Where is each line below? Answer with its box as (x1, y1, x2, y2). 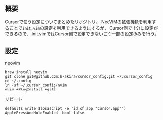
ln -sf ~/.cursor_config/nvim (5, 83, 67, 88)
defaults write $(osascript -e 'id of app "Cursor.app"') (5, 106, 126, 111)
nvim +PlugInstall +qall (5, 87, 56, 92)
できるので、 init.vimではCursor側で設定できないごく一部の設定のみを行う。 (5, 31, 159, 37)
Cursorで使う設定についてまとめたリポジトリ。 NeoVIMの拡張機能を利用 (5, 19, 152, 25)
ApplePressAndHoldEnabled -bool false (5, 110, 84, 115)
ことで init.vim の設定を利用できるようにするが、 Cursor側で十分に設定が (9, 25, 158, 30)
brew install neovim (5, 69, 48, 75)
